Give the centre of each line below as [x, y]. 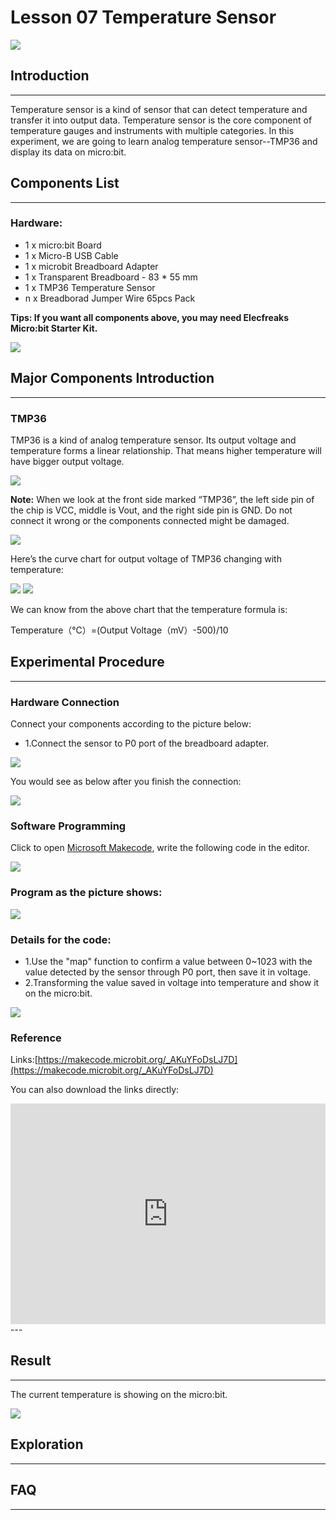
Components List [65, 183]
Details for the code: [61, 939]
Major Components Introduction [112, 378]
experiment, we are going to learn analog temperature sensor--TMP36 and [164, 141]
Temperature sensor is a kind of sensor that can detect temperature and [159, 109]
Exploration [47, 1444]
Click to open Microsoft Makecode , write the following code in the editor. [160, 848]
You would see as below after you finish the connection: [126, 782]
